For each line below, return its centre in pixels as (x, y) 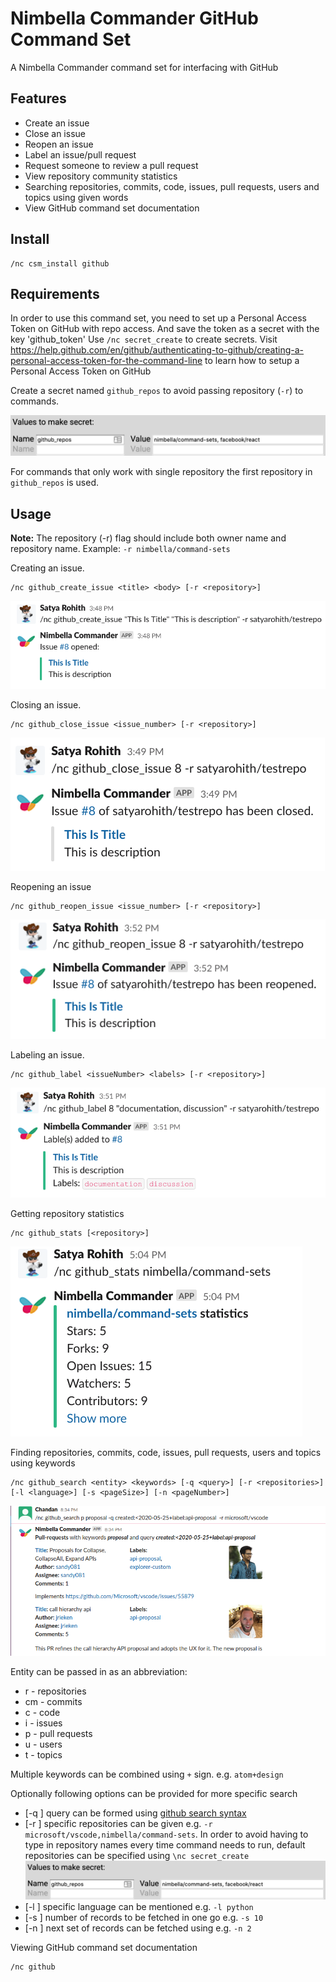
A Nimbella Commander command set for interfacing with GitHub (144, 67)
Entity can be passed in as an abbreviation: (99, 1672)
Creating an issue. (47, 568)
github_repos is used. (54, 483)
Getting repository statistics (67, 1213)
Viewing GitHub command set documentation (104, 1947)
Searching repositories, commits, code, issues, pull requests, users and (172, 186)
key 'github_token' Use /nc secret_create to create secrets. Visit (144, 339)
